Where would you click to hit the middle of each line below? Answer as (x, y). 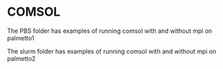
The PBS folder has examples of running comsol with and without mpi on (110, 31)
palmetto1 (21, 38)
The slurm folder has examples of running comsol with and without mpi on (112, 51)
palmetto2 (22, 58)
